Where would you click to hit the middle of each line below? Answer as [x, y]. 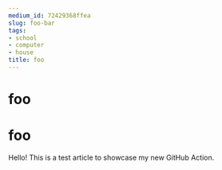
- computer [26, 45]
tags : [17, 30]
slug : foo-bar [32, 23]
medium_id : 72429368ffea [50, 15]
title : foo [26, 60]
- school [23, 38]
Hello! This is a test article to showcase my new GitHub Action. [111, 157]
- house [21, 52]
